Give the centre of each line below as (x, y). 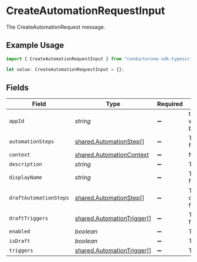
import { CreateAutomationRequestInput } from (64, 59)
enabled (20, 232)
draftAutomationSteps (39, 198)
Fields (18, 87)
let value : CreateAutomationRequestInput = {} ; (65, 69)
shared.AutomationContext (112, 155)
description (26, 164)
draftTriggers (29, 218)
